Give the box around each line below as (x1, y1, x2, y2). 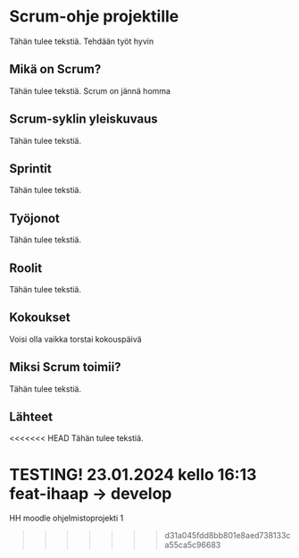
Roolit (9, 260, 43, 275)
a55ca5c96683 (164, 539, 221, 551)
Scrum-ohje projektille (9, 6, 179, 27)
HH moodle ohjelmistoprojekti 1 (9, 512, 124, 524)
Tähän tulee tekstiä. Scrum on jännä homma (9, 85, 171, 96)
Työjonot (9, 210, 61, 225)
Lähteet (9, 410, 54, 425)
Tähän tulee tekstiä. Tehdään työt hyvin (9, 36, 154, 46)
